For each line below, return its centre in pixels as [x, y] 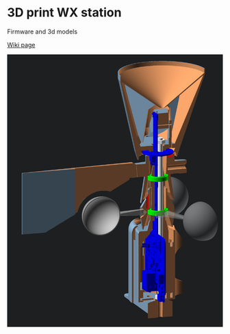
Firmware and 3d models [42, 31]
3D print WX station [64, 13]
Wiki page [21, 44]
